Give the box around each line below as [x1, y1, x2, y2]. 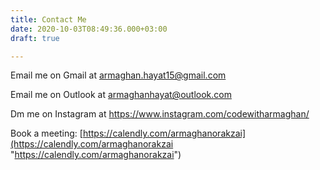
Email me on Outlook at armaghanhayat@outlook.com [10, 89, 232, 101]
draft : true [10, 33, 60, 43]
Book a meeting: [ [10, 127, 83, 140]
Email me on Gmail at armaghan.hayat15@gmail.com [10, 69, 227, 81]
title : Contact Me [10, 14, 87, 25]
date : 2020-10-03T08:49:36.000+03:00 [10, 24, 168, 34]
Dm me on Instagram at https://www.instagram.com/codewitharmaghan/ [10, 108, 310, 120]
